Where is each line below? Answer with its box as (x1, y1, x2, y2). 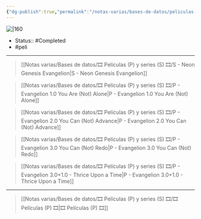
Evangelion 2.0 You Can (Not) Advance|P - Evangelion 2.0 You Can (20, 117, 187, 124)
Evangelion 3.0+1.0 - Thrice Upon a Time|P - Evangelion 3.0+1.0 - (20, 171, 184, 178)
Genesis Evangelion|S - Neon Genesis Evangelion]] (20, 70, 148, 77)
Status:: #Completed (14, 37, 66, 44)
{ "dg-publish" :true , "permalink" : (6, 8, 90, 15)
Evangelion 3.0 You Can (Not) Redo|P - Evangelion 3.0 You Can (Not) (20, 144, 191, 151)
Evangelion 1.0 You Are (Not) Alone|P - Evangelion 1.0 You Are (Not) (20, 90, 188, 97)
